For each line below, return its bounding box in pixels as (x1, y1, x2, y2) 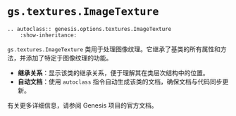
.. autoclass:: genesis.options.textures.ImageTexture (7, 25, 172, 32)
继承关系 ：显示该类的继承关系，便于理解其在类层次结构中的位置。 (17, 68, 209, 77)
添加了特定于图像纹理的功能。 (25, 53, 113, 62)
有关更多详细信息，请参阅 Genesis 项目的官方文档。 (7, 101, 159, 110)
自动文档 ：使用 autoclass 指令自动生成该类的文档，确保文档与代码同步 (17, 77, 223, 86)
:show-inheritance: (20, 32, 77, 39)
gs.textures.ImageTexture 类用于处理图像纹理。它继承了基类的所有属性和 (7, 44, 221, 53)
